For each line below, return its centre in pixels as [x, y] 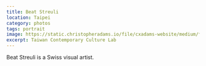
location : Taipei [29, 18]
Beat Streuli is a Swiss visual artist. [50, 57]
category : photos [29, 23]
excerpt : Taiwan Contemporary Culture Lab [61, 40]
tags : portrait [26, 29]
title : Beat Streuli [33, 12]
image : [15, 35]
